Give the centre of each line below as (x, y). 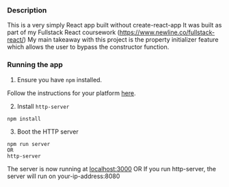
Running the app (35, 65)
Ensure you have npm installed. (59, 79)
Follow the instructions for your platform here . (71, 93)
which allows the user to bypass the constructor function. (88, 47)
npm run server (29, 144)
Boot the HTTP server (48, 132)
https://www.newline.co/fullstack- (167, 32)
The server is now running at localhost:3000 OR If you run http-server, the (112, 169)
